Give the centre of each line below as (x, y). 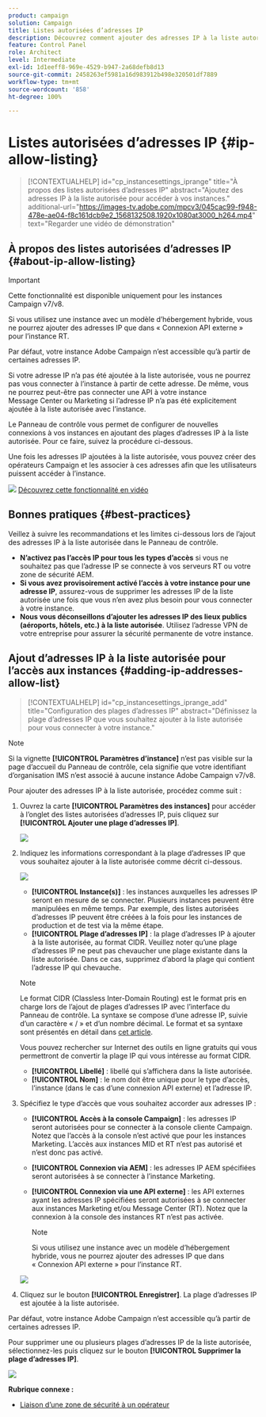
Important (24, 280)
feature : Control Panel (47, 45)
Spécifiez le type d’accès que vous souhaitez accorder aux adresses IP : (138, 1103)
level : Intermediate (42, 60)
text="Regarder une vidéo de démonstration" (101, 224)
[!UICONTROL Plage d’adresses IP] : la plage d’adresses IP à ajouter (143, 933)
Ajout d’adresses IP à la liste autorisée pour (117, 659)
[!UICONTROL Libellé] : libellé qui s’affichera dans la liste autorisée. (142, 1070)
